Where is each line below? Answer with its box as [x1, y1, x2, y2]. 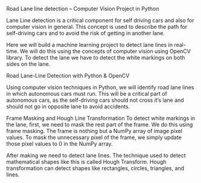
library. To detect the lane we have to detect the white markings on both [6, 54, 185, 61]
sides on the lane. [6, 60, 51, 67]
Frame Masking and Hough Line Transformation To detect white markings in [6, 114, 196, 122]
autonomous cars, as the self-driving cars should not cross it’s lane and [6, 96, 184, 104]
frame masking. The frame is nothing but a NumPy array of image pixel [6, 128, 183, 134]
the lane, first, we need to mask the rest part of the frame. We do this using [6, 121, 193, 128]
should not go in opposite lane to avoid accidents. [6, 103, 130, 110]
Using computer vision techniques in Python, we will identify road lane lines [6, 84, 194, 91]
